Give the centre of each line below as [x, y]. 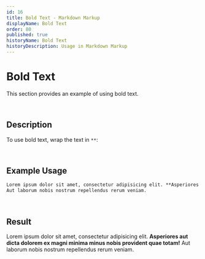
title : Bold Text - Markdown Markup [53, 18]
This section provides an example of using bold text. [73, 93]
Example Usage [37, 171]
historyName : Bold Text [37, 41]
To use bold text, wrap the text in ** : [52, 139]
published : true [27, 35]
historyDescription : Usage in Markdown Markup [67, 47]
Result [19, 222]
